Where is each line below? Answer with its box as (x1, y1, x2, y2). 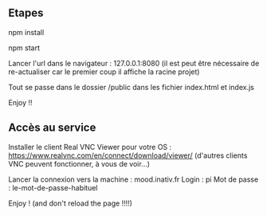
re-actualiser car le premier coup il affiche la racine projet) (8, 67, 200, 77)
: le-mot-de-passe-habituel (8, 183, 98, 192)
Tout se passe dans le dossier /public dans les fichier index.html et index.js (8, 82, 255, 92)
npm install (8, 27, 45, 37)
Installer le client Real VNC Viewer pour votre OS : (8, 142, 172, 151)
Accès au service (8, 121, 96, 135)
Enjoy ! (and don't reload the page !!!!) (8, 198, 133, 208)
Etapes (8, 6, 44, 20)
